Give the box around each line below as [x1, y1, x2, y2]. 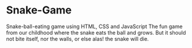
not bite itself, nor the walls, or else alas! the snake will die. [6, 35, 149, 42]
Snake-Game [6, 4, 72, 17]
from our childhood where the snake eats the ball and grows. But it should [6, 29, 186, 36]
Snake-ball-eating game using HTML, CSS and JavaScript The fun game [6, 23, 183, 30]
